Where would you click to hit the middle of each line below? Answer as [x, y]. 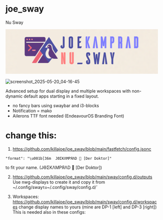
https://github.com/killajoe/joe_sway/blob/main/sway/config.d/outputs [82, 177]
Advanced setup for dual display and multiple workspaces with [68, 91]
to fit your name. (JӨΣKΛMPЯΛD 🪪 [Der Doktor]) [54, 167]
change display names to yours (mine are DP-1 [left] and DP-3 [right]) [88, 207]
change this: [31, 136]
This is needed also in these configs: [49, 212]
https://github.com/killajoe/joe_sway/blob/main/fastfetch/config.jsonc [82, 149]
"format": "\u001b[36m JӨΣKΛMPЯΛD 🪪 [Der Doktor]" [59, 158]
